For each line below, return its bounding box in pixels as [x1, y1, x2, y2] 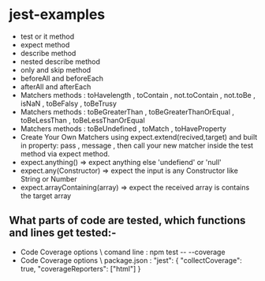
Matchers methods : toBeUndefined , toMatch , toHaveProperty [20, 124, 227, 133]
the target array [20, 191, 72, 200]
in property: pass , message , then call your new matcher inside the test [20, 140, 254, 150]
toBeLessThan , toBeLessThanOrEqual [20, 115, 145, 125]
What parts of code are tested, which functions [9, 214, 246, 227]
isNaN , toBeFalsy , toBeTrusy [20, 99, 118, 108]
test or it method [20, 32, 75, 41]
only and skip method [20, 65, 91, 74]
